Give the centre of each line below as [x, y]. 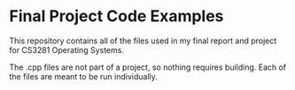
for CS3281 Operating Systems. [66, 49]
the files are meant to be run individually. [83, 76]
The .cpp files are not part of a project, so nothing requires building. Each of [148, 67]
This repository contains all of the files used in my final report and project [143, 41]
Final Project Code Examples [116, 16]
